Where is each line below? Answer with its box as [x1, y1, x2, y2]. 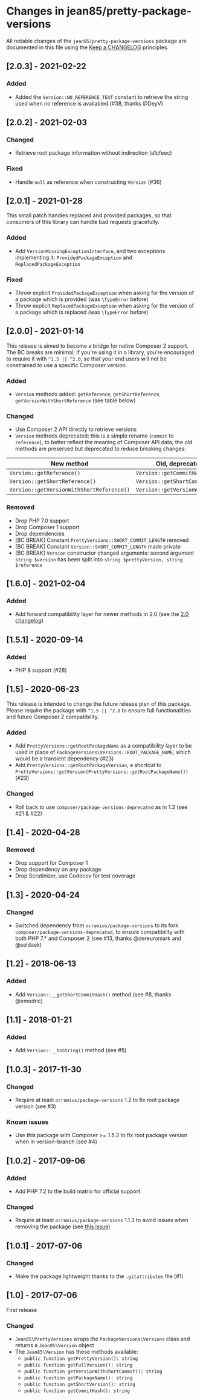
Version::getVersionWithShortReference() [9, 487, 130, 493]
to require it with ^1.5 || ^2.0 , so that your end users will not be [6, 355, 167, 362]
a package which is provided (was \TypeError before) [14, 296, 149, 303]
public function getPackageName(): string [24, 1375, 133, 1381]
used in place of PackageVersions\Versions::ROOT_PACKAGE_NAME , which [14, 748, 192, 756]
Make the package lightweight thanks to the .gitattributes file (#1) [14, 1273, 184, 1280]
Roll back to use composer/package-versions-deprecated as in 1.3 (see [14, 803, 188, 811]
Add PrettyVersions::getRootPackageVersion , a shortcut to [14, 762, 162, 769]
